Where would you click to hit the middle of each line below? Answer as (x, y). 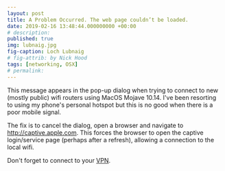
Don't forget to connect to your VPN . (59, 160)
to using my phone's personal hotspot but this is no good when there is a (110, 105)
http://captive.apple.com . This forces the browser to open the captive (105, 132)
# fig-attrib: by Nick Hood (47, 58)
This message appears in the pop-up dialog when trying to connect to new (113, 90)
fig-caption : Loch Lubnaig (46, 52)
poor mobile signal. (34, 112)
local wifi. (21, 147)
